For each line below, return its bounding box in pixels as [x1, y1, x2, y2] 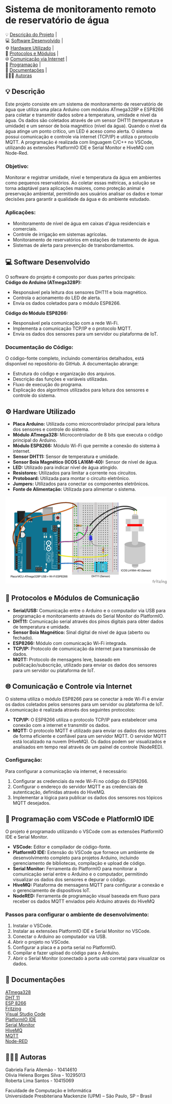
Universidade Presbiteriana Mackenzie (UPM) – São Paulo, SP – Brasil [5, 1093, 152, 1099]
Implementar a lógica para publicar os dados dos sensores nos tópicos [12, 794, 163, 800]
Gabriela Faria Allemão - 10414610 [5, 1067, 78, 1073]
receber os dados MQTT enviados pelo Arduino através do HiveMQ [12, 898, 155, 904]
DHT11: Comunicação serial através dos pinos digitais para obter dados [12, 618, 164, 624]
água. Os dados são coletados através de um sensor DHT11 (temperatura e [5, 117, 163, 123]
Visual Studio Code [5, 1011, 46, 1017]
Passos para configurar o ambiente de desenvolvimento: [5, 911, 149, 918]
